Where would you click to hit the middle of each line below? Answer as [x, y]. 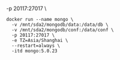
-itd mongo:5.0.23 [35, 51]
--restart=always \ [36, 46]
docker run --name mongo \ [40, 19]
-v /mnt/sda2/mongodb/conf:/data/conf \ [63, 30]
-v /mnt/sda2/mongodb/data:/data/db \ [60, 25]
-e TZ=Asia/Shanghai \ [40, 40]
